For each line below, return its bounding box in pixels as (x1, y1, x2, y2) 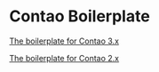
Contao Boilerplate (9, 6, 151, 27)
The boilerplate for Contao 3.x (9, 36, 120, 46)
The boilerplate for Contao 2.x (9, 52, 120, 63)
